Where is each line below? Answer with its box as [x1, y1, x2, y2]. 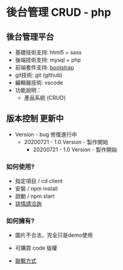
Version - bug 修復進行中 [14, 131, 77, 138]
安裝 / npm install [14, 185, 58, 193]
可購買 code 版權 [14, 245, 57, 252]
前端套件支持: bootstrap [14, 64, 74, 71]
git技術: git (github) [14, 71, 63, 79]
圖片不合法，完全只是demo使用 [14, 231, 93, 239]
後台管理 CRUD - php [6, 5, 112, 19]
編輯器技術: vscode [14, 79, 63, 86]
